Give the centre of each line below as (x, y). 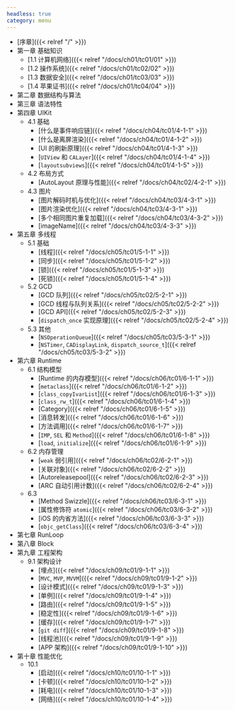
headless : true (29, 14)
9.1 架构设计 (45, 561)
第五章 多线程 (36, 234)
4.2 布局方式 (46, 173)
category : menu (29, 21)
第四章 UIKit (34, 112)
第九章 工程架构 (40, 552)
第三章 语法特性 (40, 104)
